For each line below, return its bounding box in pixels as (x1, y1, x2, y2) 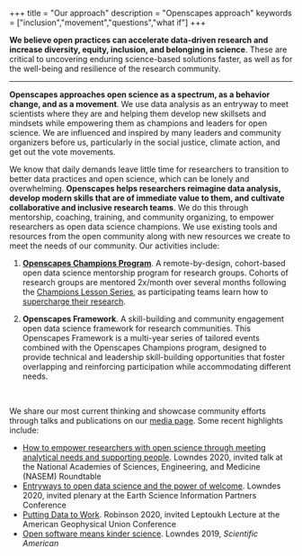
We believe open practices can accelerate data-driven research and (9, 35, 269, 45)
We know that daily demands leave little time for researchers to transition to (9, 164, 289, 175)
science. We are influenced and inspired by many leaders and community (9, 128, 281, 138)
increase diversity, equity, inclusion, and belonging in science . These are (9, 44, 288, 55)
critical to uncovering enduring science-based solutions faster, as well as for (9, 54, 293, 64)
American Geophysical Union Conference (22, 519, 177, 529)
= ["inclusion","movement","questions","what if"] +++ (9, 17, 207, 28)
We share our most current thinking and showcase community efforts (9, 406, 267, 417)
